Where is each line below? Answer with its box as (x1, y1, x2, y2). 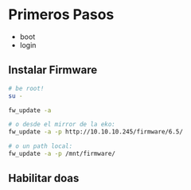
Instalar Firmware (8, 64, 98, 77)
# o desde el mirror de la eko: (8, 121, 115, 129)
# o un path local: (8, 142, 73, 150)
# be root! (8, 84, 45, 92)
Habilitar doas (8, 172, 80, 185)
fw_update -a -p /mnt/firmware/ (8, 149, 115, 157)
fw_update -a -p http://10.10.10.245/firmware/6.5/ (8, 128, 183, 136)
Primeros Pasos (8, 6, 115, 24)
